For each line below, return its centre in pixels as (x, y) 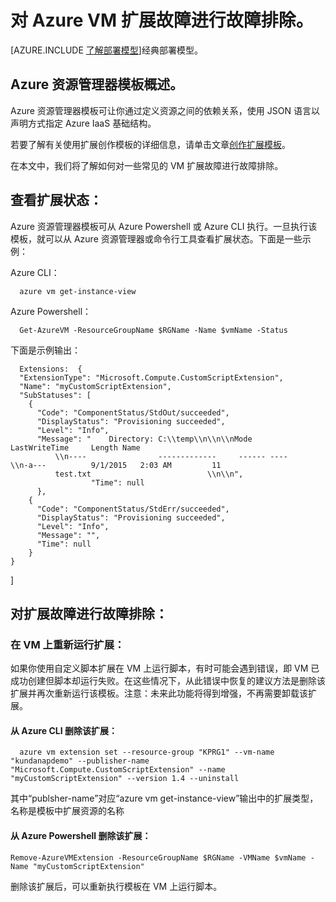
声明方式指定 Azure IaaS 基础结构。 (83, 123)
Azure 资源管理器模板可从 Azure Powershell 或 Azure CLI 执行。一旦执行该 (164, 226)
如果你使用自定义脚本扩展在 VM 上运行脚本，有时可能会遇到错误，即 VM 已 (165, 668)
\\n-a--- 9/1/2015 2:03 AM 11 (116, 465)
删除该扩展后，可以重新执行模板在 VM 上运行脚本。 (116, 886)
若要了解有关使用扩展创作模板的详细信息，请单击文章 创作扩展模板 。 (150, 144)
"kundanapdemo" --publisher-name (80, 761)
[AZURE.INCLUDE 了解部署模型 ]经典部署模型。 (106, 50)
